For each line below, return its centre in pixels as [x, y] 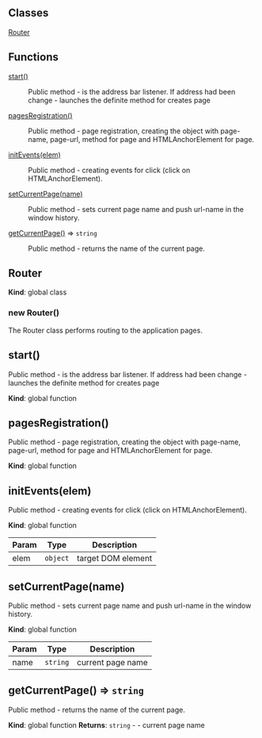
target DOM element [114, 559]
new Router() [34, 313]
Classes [28, 13]
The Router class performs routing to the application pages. [106, 330]
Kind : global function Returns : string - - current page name [106, 725]
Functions [34, 58]
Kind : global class [38, 292]
